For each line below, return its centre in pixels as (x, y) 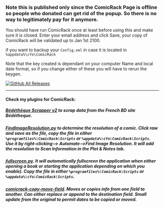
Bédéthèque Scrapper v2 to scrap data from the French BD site (71, 110)
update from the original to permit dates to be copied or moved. (71, 199)
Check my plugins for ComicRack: (41, 99)
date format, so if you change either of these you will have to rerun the (76, 69)
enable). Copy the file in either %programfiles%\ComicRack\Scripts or (75, 171)
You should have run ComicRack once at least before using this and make (79, 30)
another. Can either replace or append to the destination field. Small (76, 194)
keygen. (13, 74)
